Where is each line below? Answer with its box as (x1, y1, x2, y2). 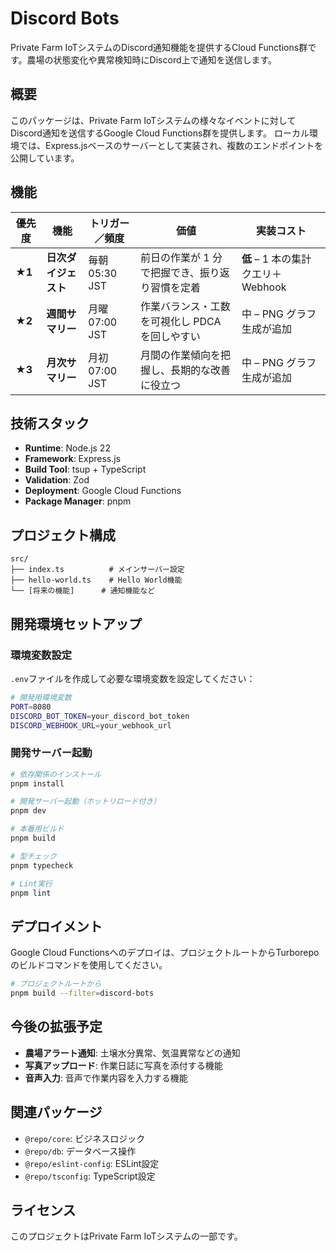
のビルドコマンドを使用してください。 (10, 959, 168, 971)
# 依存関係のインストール (10, 769, 102, 779)
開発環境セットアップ (10, 615, 142, 632)
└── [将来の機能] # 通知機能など (10, 586, 156, 596)
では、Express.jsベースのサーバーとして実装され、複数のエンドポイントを (18, 139, 324, 151)
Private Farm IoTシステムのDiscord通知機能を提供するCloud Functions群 (10, 41, 308, 53)
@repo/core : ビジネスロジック (24, 1132, 146, 1144)
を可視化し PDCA (139, 314, 222, 328)
